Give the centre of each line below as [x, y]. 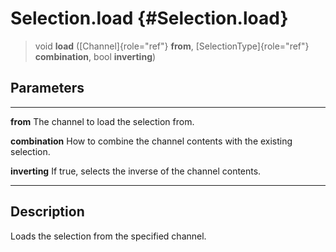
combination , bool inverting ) [95, 56]
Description [47, 212]
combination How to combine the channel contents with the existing [151, 141]
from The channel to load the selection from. [102, 121]
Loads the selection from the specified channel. [108, 236]
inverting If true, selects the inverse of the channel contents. [136, 171]
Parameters [47, 88]
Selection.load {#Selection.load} [149, 18]
